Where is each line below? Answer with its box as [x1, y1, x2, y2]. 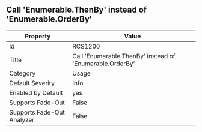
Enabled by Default [9, 88, 63, 97]
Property [25, 32, 51, 40]
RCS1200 [72, 42, 100, 50]
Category [9, 69, 36, 77]
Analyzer [9, 115, 35, 124]
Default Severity [9, 79, 55, 87]
